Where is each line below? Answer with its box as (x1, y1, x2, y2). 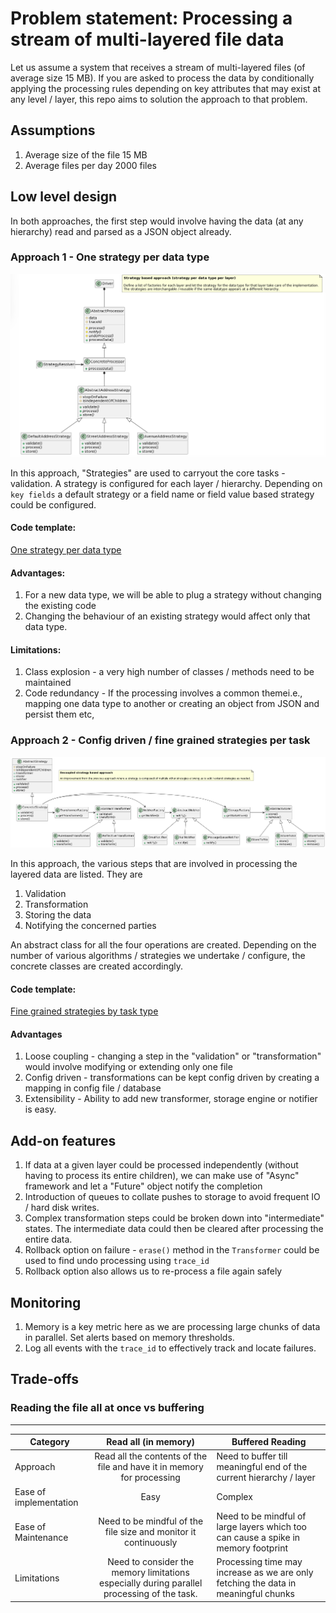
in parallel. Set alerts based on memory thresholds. (24, 1331, 235, 1343)
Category (29, 1436, 70, 1448)
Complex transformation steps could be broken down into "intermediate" (24, 1212, 325, 1224)
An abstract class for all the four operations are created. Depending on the (10, 938, 317, 951)
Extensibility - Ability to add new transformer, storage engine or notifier (24, 1093, 318, 1105)
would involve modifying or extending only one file (24, 1061, 233, 1073)
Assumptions (10, 122, 96, 139)
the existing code (24, 600, 97, 612)
